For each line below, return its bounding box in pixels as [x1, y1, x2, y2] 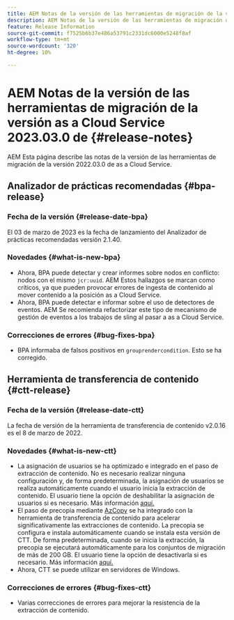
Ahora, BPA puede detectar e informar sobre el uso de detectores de [17, 297, 214, 307]
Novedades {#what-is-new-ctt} [7, 446, 117, 456]
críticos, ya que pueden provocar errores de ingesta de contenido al [17, 283, 214, 291]
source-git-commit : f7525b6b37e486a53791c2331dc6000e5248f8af [7, 29, 192, 37]
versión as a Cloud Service [7, 115, 165, 131]
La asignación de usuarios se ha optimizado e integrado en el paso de [17, 462, 219, 470]
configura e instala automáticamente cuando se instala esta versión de [17, 529, 221, 537]
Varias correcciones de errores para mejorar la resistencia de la [17, 598, 201, 607]
